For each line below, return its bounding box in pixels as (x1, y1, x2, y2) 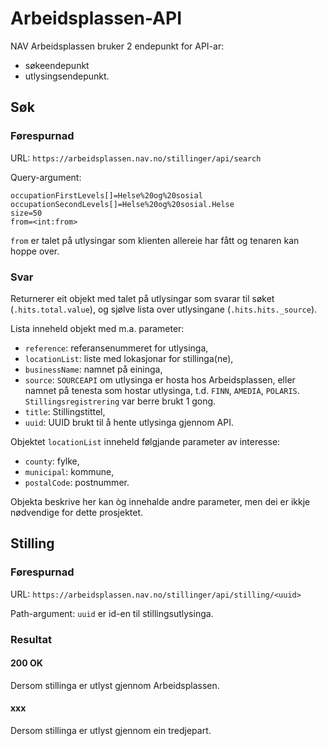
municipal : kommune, (24, 465, 115, 477)
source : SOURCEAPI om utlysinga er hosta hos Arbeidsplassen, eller (24, 373, 296, 386)
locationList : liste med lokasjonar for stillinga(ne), (24, 352, 234, 364)
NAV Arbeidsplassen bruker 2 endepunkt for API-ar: (10, 40, 225, 52)
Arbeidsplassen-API (10, 7, 183, 30)
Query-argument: (10, 171, 82, 183)
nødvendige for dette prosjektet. (10, 506, 144, 518)
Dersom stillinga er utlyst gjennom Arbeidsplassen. (10, 679, 220, 691)
